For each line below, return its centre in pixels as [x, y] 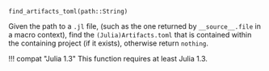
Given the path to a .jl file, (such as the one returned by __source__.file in [134, 26]
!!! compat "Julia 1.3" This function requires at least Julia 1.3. [108, 59]
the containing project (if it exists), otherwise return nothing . [108, 43]
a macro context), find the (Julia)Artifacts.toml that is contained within [130, 35]
